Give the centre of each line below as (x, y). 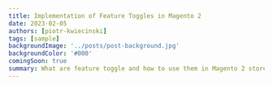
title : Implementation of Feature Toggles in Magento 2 (105, 16)
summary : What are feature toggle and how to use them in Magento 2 (127, 69)
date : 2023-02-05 (38, 23)
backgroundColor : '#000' (50, 53)
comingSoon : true (38, 62)
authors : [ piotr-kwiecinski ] (58, 31)
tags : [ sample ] (34, 38)
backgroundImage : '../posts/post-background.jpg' (94, 46)
